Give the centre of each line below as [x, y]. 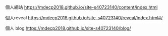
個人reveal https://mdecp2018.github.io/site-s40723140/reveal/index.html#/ [84, 18]
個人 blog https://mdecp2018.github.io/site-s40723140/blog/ [68, 28]
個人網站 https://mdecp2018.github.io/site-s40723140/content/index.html [81, 7]
